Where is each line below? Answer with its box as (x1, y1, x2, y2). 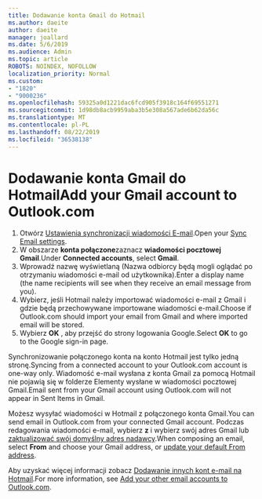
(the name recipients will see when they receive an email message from (19, 279, 252, 288)
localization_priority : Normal (8, 70, 111, 78)
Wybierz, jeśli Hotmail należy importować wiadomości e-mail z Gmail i (19, 295, 246, 304)
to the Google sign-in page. (19, 337, 108, 346)
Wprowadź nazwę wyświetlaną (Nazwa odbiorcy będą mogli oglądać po (19, 262, 253, 271)
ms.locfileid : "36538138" (8, 135, 93, 144)
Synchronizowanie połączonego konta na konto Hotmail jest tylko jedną (8, 352, 239, 362)
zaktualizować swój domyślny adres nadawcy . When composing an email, (8, 434, 246, 443)
